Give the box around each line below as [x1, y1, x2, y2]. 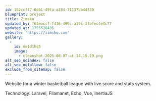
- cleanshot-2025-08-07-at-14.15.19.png [18, 53, 103, 58]
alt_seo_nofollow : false [5, 62, 56, 67]
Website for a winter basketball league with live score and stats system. [5, 81, 152, 87]
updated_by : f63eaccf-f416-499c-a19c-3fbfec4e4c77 [5, 21, 112, 26]
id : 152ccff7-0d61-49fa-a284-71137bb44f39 [5, 7, 94, 12]
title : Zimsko [5, 16, 35, 21]
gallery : [5, 35, 23, 40]
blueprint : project [5, 12, 46, 17]
